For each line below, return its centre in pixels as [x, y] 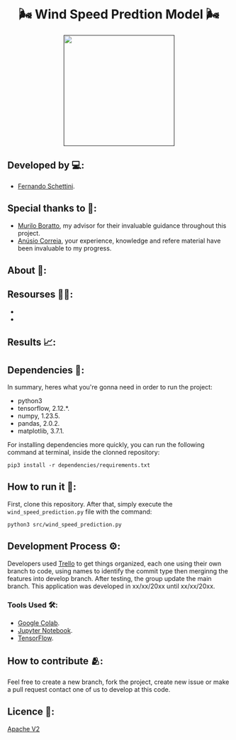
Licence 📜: [31, 712]
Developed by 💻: [46, 166]
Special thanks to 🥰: [52, 208]
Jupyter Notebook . [45, 630]
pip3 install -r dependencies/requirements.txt [79, 465]
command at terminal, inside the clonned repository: [84, 452]
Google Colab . [39, 623]
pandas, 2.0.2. [39, 423]
